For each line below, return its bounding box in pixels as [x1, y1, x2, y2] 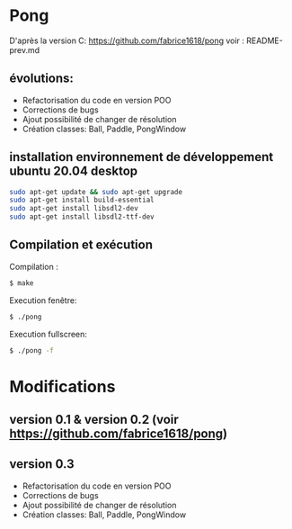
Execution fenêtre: [9, 294, 77, 306]
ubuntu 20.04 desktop [9, 164, 137, 179]
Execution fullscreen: [9, 328, 88, 339]
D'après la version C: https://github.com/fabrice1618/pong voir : [9, 35, 245, 46]
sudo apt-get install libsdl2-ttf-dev [9, 212, 155, 221]
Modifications [9, 376, 116, 397]
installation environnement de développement [9, 149, 274, 165]
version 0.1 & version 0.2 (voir [9, 412, 180, 427]
